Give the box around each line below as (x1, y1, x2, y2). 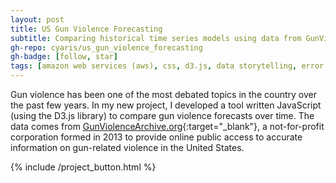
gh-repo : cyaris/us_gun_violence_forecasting (10, 42, 203, 53)
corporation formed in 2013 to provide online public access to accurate (10, 131, 303, 143)
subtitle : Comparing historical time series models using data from (10, 33, 302, 43)
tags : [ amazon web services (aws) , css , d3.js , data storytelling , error (10, 61, 325, 71)
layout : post (10, 14, 65, 25)
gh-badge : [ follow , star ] (10, 52, 118, 62)
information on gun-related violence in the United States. (10, 142, 245, 153)
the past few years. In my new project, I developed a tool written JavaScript (10, 99, 322, 111)
